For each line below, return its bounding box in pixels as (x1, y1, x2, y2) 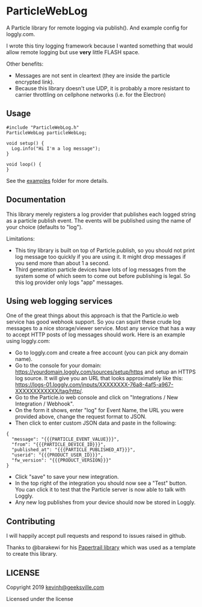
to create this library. (6, 550, 58, 558)
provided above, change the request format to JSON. (14, 413, 147, 421)
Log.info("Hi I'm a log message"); (11, 146, 101, 152)
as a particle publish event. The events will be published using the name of (6, 217, 191, 224)
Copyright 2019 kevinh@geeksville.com (6, 584, 105, 591)
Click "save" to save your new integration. (14, 473, 119, 481)
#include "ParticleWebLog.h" (6, 125, 79, 131)
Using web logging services (6, 296, 113, 306)
